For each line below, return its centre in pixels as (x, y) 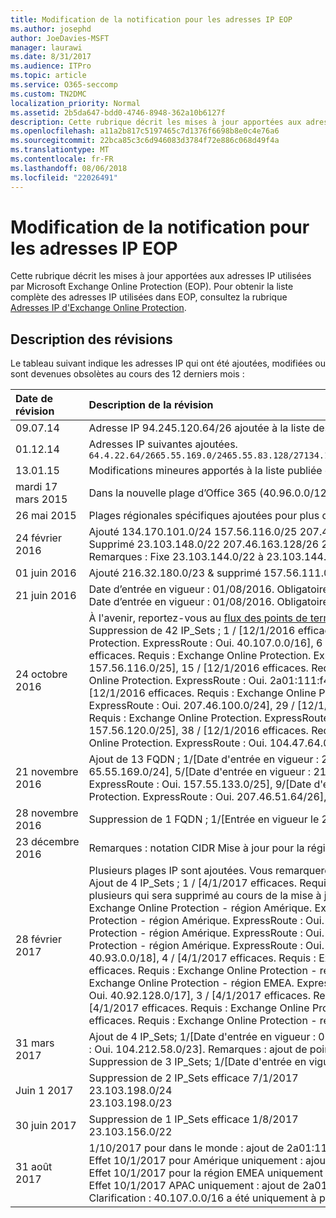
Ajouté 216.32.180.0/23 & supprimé (175, 573)
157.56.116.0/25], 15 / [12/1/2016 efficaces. (198, 668)
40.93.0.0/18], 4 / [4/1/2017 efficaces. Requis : (202, 958)
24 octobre (41, 674)
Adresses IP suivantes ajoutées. (163, 444)
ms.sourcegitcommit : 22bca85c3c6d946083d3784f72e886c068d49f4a (145, 141)
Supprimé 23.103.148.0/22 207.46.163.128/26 (204, 544)
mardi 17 (36, 487)
